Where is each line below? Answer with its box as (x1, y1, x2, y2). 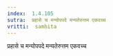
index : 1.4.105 (7, 10, 54, 17)
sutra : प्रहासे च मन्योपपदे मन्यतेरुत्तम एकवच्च (7, 17, 106, 24)
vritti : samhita (7, 23, 57, 30)
